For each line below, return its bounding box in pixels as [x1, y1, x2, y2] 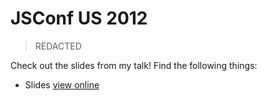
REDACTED [34, 40, 82, 52]
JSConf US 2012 [10, 7, 148, 30]
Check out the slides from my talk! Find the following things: [10, 59, 258, 71]
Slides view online [24, 78, 100, 91]
